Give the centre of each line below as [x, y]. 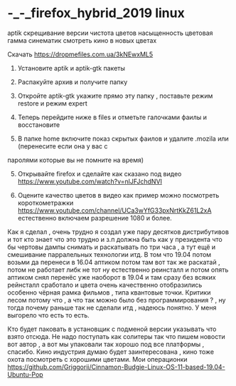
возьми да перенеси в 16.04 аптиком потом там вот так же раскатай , [114, 262]
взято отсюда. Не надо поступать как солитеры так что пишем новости [116, 336]
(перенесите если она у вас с [63, 146]
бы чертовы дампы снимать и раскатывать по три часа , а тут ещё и [112, 247]
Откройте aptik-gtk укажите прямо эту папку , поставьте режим [115, 96]
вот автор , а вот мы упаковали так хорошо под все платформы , [106, 344]
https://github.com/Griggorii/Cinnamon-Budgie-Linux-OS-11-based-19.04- [116, 367]
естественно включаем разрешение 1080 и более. [95, 218]
